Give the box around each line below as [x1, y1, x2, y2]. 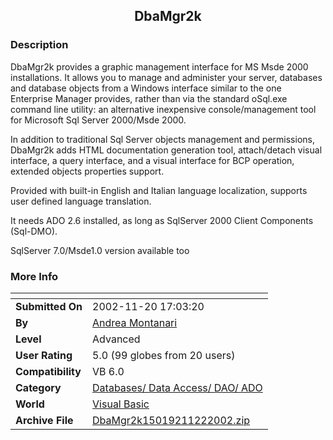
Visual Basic [92, 397, 150, 411]
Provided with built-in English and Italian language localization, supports [10, 184, 308, 196]
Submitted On [15, 299, 83, 313]
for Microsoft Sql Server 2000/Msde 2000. [10, 114, 187, 126]
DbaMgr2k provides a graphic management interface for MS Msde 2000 [10, 60, 309, 73]
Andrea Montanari [92, 315, 178, 329]
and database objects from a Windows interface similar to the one [10, 82, 282, 94]
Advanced [92, 332, 141, 346]
